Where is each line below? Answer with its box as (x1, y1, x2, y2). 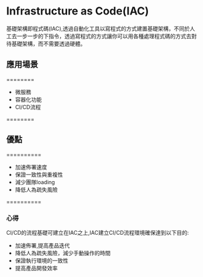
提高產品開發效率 (14, 264, 58, 272)
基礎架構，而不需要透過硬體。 (11, 40, 86, 47)
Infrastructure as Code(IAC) (6, 4, 149, 18)
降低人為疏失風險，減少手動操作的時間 (14, 249, 111, 256)
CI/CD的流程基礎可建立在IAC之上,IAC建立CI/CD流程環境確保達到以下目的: (6, 229, 189, 236)
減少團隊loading (14, 178, 56, 185)
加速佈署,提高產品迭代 (14, 241, 70, 249)
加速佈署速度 (14, 163, 47, 170)
